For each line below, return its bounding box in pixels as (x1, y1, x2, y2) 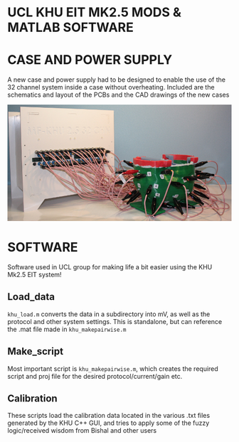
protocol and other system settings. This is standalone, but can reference (7, 317, 223, 325)
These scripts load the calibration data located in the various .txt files (7, 411, 211, 420)
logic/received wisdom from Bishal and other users (7, 426, 157, 435)
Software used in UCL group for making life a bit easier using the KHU (7, 262, 213, 271)
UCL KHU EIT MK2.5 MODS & (7, 4, 181, 21)
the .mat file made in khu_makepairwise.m (7, 325, 127, 333)
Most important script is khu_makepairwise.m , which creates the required (7, 364, 218, 373)
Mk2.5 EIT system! (7, 270, 62, 279)
